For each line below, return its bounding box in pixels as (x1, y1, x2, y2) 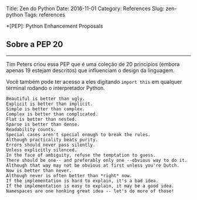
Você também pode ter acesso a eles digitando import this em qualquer (6, 78, 182, 85)
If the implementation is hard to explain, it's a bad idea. (6, 178, 159, 184)
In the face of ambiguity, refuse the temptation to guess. (6, 152, 157, 158)
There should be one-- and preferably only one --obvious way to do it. (6, 157, 188, 163)
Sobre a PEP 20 (6, 39, 63, 49)
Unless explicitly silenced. (6, 147, 77, 153)
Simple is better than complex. (6, 106, 85, 112)
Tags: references (24, 11, 66, 18)
